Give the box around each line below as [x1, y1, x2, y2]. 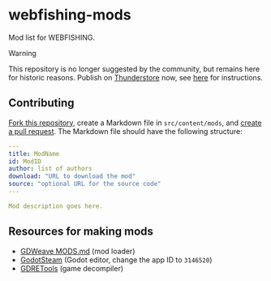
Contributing [8, 96, 75, 110]
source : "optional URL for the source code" [8, 180, 161, 188]
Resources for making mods [8, 225, 154, 239]
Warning [8, 48, 37, 58]
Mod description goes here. [8, 201, 104, 210]
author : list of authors [8, 165, 92, 173]
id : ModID [8, 157, 42, 166]
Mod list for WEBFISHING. [8, 32, 96, 42]
